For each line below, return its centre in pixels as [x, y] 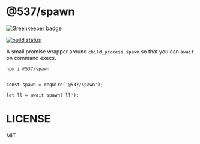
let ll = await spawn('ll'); [43, 95]
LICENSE [29, 119]
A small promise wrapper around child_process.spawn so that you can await [100, 51]
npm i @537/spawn [28, 69]
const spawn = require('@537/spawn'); [55, 85]
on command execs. [31, 58]
